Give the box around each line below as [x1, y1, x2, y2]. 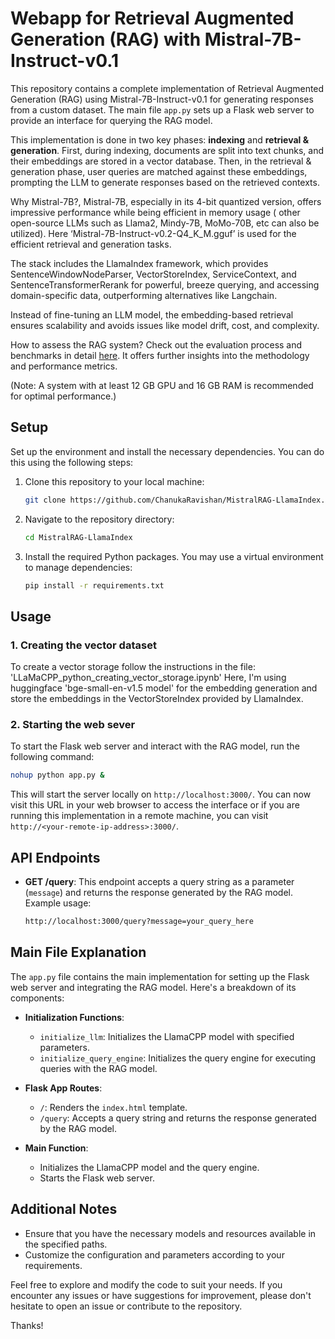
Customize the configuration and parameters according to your [24, 1248, 285, 1261]
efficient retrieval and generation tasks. [10, 238, 172, 250]
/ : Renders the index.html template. [39, 1101, 188, 1113]
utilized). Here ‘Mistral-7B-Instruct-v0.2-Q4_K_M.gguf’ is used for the [10, 227, 297, 239]
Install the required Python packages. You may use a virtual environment [24, 550, 324, 562]
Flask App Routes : [24, 1082, 103, 1094]
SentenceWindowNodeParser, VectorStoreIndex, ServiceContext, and [10, 268, 297, 280]
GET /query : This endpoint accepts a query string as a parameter [24, 876, 295, 888]
